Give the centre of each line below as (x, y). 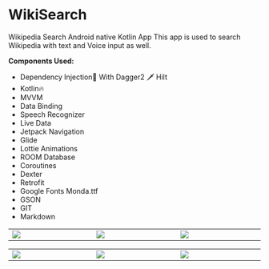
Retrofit (32, 183)
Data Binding (41, 106)
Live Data (36, 122)
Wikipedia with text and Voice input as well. (80, 45)
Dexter (31, 174)
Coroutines (38, 165)
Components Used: (41, 61)
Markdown (38, 216)
